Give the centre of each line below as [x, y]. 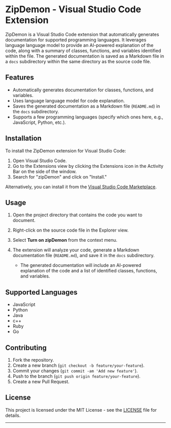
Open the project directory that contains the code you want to [77, 215]
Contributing [26, 348]
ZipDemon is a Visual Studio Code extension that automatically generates [82, 34]
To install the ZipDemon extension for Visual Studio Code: [66, 150]
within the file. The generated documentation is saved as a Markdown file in [85, 56]
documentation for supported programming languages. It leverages [76, 40]
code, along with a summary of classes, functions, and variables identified [83, 51]
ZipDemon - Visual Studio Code [73, 9]
